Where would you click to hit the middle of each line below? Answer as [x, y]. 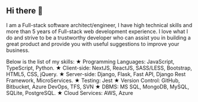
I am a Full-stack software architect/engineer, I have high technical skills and [99, 25]
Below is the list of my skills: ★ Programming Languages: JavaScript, [90, 61]
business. [18, 50]
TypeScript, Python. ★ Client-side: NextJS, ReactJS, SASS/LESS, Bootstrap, [99, 68]
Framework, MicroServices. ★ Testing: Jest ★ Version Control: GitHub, [93, 80]
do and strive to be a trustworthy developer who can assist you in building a [98, 37]
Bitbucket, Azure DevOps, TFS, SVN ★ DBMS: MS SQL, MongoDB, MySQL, [98, 87]
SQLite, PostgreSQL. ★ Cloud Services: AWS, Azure [70, 93]
